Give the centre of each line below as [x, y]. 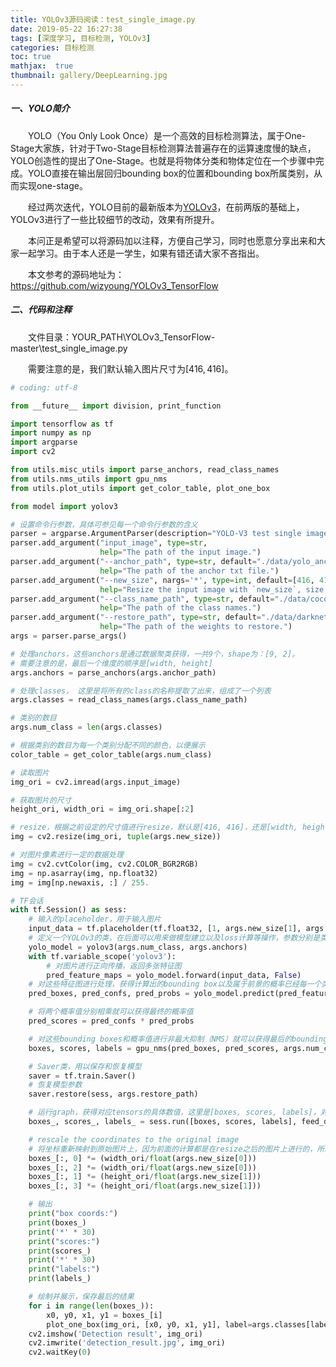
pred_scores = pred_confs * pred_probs [111, 1021]
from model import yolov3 [64, 506]
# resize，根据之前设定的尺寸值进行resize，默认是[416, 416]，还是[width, [154, 827]
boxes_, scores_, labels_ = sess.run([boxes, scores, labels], [163, 1122]
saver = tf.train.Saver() [82, 1076]
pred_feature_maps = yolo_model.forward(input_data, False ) [174, 975]
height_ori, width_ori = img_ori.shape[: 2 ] [102, 809]
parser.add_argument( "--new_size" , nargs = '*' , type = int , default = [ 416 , [162, 580]
